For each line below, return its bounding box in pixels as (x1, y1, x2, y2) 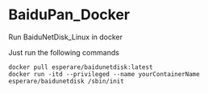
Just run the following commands (8, 47, 119, 57)
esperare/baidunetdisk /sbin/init (8, 77, 125, 85)
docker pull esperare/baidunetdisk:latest (8, 63, 153, 71)
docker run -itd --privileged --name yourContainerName (8, 70, 200, 78)
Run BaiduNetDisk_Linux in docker (8, 32, 123, 42)
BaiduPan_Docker (8, 6, 131, 24)
